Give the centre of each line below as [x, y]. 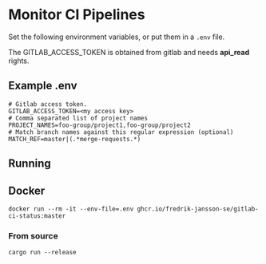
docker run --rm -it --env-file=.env [71, 209]
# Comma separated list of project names [78, 118]
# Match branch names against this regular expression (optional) [121, 132]
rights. [19, 61]
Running [30, 164]
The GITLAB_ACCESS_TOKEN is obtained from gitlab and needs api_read [129, 52]
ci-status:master [37, 216]
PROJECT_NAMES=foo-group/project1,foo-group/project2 [100, 125]
